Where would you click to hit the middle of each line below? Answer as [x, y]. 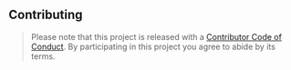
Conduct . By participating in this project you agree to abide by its [153, 46]
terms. [43, 56]
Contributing [46, 15]
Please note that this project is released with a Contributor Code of [156, 36]
